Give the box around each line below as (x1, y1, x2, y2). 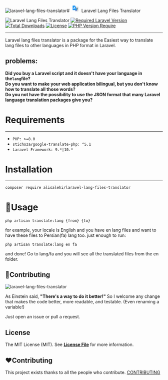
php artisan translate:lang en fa (5, 242, 77, 247)
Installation (5, 164, 53, 175)
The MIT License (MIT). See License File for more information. (5, 341, 134, 347)
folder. (5, 256, 18, 262)
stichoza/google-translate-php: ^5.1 (12, 142, 91, 147)
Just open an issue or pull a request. (5, 314, 80, 320)
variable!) (5, 304, 25, 310)
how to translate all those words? (5, 86, 76, 92)
